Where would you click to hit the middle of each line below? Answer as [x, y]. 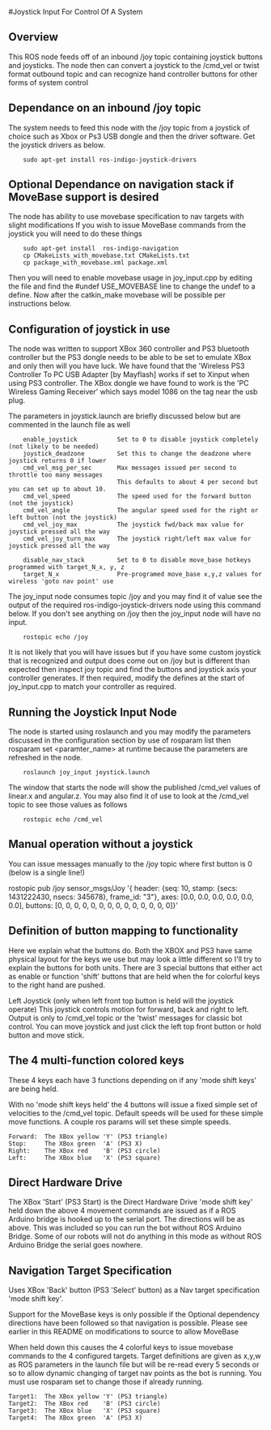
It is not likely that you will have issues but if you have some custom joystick [135, 653]
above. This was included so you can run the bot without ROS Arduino [125, 1228]
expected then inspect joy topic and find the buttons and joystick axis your [133, 670]
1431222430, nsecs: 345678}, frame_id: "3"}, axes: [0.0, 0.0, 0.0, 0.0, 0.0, [131, 897]
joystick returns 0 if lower [57, 461]
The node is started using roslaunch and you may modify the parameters [130, 732]
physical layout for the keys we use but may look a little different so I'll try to [135, 959]
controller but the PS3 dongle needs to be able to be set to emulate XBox [130, 357]
